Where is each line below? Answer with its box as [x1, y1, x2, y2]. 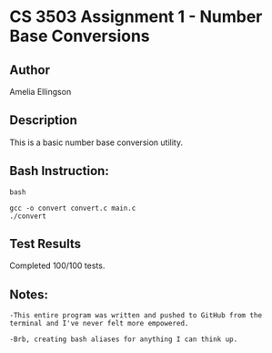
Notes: [9, 286, 48, 302]
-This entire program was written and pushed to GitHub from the [9, 311, 262, 320]
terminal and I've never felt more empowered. [9, 319, 189, 328]
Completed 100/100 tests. [9, 260, 106, 271]
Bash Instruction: [9, 163, 109, 179]
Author [9, 62, 50, 78]
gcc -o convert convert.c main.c [9, 203, 136, 213]
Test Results [9, 236, 82, 252]
